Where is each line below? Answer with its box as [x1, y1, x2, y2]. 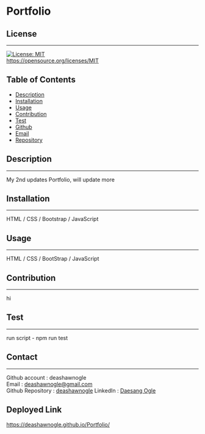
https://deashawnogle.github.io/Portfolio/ [6, 421, 110, 428]
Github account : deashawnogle [6, 374, 87, 381]
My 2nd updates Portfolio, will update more [6, 176, 115, 183]
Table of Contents [6, 74, 76, 85]
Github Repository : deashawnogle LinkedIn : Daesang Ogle [6, 386, 156, 394]
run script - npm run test [6, 334, 68, 341]
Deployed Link [6, 405, 62, 415]
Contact [6, 352, 38, 363]
